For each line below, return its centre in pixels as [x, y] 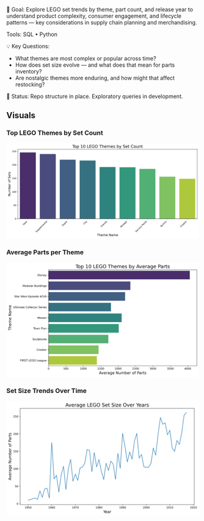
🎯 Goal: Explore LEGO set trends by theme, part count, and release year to [100, 9]
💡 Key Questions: [28, 46]
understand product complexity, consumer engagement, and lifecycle [94, 16]
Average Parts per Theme [45, 252]
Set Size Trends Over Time [47, 391]
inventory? [28, 71]
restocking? [30, 84]
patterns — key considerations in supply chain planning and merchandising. [102, 22]
